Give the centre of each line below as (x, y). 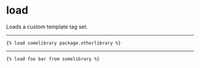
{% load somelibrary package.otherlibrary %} (63, 43)
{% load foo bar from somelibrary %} (53, 59)
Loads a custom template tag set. (47, 27)
